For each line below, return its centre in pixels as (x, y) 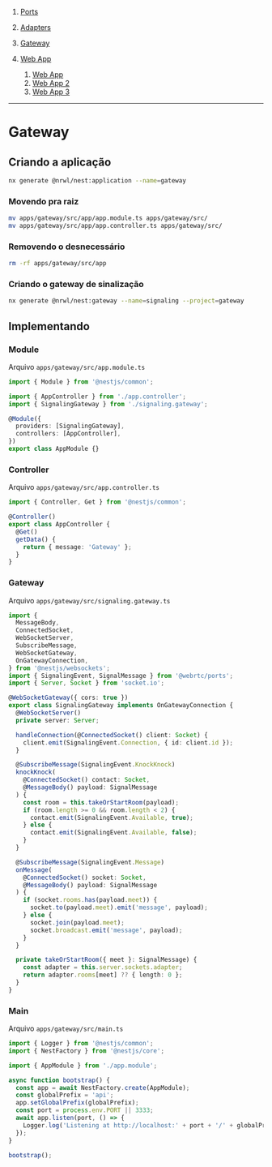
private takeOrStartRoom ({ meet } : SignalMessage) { (106, 960)
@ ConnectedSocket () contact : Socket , (87, 780)
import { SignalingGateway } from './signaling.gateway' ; (108, 404)
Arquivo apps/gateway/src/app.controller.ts (84, 487)
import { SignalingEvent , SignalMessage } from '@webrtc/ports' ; (121, 676)
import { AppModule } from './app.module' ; (83, 1066)
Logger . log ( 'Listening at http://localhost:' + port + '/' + (128, 1125)
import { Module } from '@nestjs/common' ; (81, 382)
